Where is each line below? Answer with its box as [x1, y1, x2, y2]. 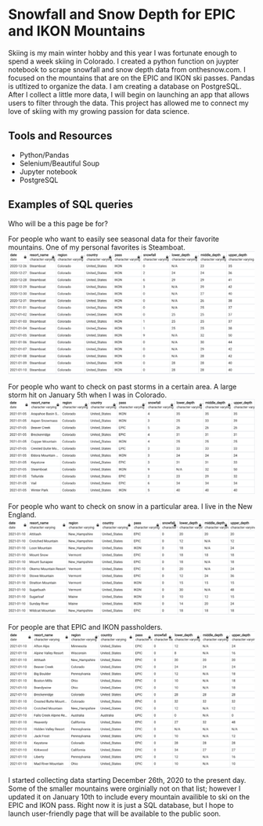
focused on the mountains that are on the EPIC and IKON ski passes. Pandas [8, 73, 255, 82]
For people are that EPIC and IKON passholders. [8, 623, 163, 632]
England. [8, 510, 37, 519]
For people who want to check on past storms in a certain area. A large [8, 382, 237, 392]
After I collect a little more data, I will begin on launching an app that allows [8, 90, 250, 99]
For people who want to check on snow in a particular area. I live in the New [8, 501, 253, 511]
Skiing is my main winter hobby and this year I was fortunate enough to [8, 48, 237, 57]
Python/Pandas [19, 150, 70, 159]
